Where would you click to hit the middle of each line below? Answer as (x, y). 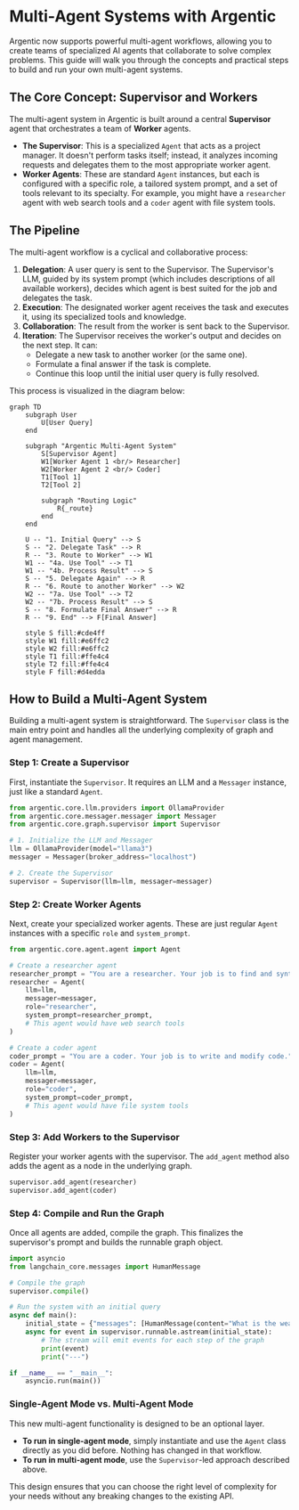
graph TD (25, 407)
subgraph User (51, 415)
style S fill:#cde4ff (65, 633)
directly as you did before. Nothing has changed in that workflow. (142, 1450)
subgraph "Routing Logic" (89, 501)
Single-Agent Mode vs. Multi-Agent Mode (101, 1404)
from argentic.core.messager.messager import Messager (113, 816)
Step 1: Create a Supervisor (69, 763)
